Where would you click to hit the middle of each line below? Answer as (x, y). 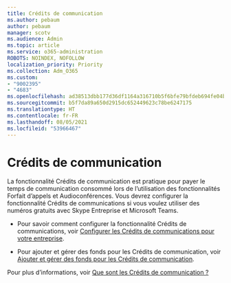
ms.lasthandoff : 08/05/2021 (47, 122)
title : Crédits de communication (55, 13)
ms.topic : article (33, 45)
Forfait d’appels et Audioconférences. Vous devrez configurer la (98, 196)
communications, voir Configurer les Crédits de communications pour (116, 231)
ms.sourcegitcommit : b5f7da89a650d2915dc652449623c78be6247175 (100, 103)
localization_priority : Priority (55, 65)
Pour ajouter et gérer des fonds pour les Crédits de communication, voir (119, 252)
